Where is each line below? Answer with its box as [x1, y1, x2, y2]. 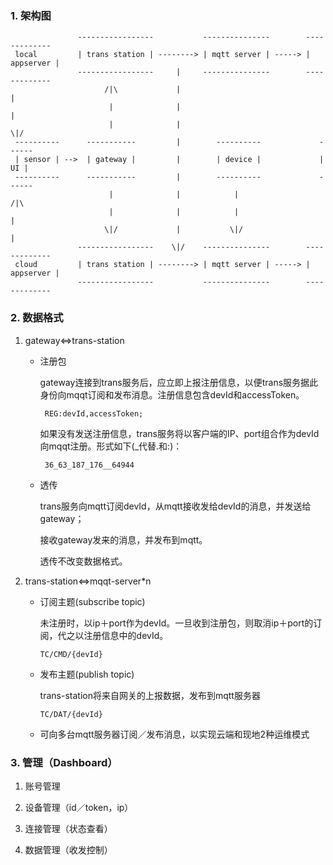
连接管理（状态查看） [24, 822, 113, 834]
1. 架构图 [10, 8, 52, 22]
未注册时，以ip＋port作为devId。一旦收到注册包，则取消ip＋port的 [39, 617, 314, 629]
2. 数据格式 [10, 311, 64, 325]
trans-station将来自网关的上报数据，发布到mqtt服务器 [39, 689, 261, 701]
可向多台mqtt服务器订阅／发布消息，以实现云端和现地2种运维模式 [39, 728, 310, 740]
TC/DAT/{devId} [39, 709, 103, 719]
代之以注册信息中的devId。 [57, 629, 169, 641]
